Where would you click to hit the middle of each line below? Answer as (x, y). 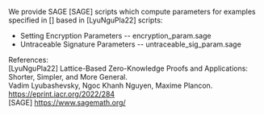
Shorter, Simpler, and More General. (68, 77)
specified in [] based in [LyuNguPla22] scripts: (86, 20)
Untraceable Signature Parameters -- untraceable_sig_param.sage (131, 44)
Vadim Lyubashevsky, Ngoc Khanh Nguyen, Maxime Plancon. (111, 85)
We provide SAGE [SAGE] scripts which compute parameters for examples (132, 12)
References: (28, 60)
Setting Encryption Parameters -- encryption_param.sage (115, 36)
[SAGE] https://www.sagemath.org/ (67, 103)
